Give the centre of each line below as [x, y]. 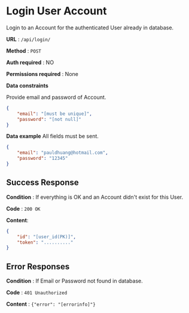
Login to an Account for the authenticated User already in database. [90, 28]
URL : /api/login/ [28, 39]
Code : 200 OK [23, 208]
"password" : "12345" [42, 159]
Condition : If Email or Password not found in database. [74, 281]
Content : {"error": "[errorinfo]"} [51, 304]
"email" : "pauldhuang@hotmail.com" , [63, 153]
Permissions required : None [42, 74]
